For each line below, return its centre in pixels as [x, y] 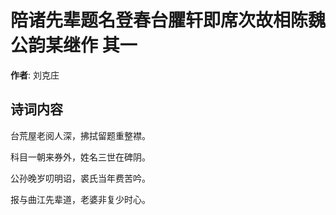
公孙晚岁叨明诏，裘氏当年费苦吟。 [80, 178]
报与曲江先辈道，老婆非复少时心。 [80, 199]
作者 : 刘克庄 [35, 75]
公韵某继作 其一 [74, 45]
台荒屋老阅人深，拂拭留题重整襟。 [80, 135]
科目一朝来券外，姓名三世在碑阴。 [80, 157]
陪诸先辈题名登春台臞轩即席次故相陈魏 [168, 20]
